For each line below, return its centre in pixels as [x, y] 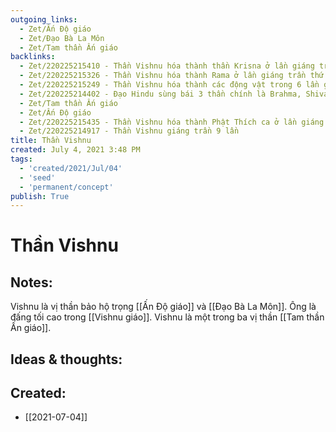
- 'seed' [37, 177]
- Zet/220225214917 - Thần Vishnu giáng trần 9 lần [129, 131]
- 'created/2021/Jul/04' [71, 168]
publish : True [40, 196]
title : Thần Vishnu [51, 141]
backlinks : [33, 57]
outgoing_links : [44, 19]
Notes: [31, 282]
